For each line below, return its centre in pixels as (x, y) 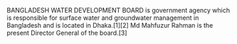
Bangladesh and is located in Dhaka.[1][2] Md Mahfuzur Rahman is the (110, 25)
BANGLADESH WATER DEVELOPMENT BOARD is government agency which (118, 10)
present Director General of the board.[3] (67, 33)
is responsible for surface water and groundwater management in (103, 18)
